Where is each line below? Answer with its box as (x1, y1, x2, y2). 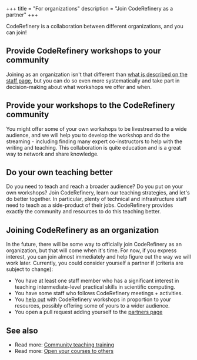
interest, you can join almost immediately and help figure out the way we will (6, 253, 191, 260)
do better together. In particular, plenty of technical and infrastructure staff (6, 196, 187, 203)
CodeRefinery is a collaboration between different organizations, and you (6, 23, 183, 29)
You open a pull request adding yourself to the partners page (14, 309, 163, 316)
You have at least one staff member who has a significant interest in (14, 277, 179, 285)
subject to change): (6, 266, 54, 273)
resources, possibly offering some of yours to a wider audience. (14, 302, 170, 309)
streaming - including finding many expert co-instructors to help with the (6, 138, 183, 145)
